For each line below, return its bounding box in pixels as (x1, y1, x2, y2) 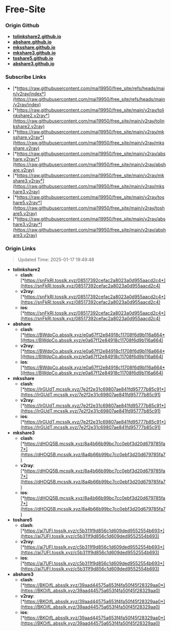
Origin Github (5, 22, 40, 29)
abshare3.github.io (12, 60, 55, 67)
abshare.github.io (12, 39, 52, 45)
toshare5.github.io (12, 55, 54, 61)
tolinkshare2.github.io (12, 33, 61, 39)
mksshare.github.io (12, 45, 56, 51)
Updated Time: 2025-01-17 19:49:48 (17, 257, 94, 263)
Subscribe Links (5, 73, 46, 80)
